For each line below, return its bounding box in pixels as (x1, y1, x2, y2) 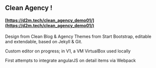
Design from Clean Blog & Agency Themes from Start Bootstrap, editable (5, 34, 152, 39)
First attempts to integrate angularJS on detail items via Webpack (5, 57, 136, 63)
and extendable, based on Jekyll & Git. (5, 38, 82, 44)
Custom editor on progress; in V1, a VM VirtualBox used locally (5, 48, 131, 54)
